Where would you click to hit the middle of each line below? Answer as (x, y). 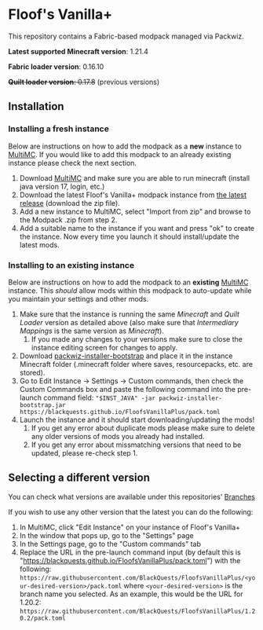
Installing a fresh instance (59, 129)
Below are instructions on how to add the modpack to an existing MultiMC (128, 282)
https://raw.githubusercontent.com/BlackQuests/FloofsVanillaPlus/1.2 (137, 611)
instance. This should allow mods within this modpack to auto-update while (130, 290)
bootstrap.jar (42, 405)
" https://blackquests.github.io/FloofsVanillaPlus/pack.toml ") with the (130, 560)
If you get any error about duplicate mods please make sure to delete (143, 428)
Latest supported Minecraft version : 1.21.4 (79, 51)
